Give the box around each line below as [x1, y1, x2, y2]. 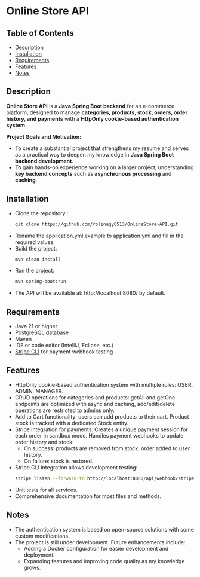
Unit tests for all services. [14, 486, 78, 493]
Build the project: [14, 245, 57, 252]
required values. [14, 238, 55, 246]
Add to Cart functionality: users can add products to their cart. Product [14, 413, 189, 420]
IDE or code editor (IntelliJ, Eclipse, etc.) [14, 342, 114, 349]
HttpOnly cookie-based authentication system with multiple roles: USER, [14, 381, 193, 388]
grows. [23, 564, 41, 571]
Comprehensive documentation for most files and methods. [14, 492, 162, 500]
